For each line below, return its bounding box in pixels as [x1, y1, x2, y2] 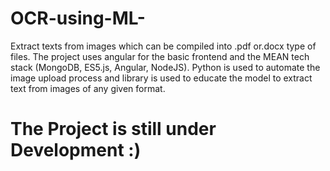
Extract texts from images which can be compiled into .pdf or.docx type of [10, 40, 317, 52]
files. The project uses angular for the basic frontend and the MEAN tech [10, 50, 310, 62]
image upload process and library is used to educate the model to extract [10, 72, 313, 84]
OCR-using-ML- [10, 7, 146, 30]
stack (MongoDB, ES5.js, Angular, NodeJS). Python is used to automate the [10, 61, 321, 73]
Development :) [10, 139, 142, 162]
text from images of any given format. [10, 82, 166, 94]
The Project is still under [10, 118, 217, 141]
